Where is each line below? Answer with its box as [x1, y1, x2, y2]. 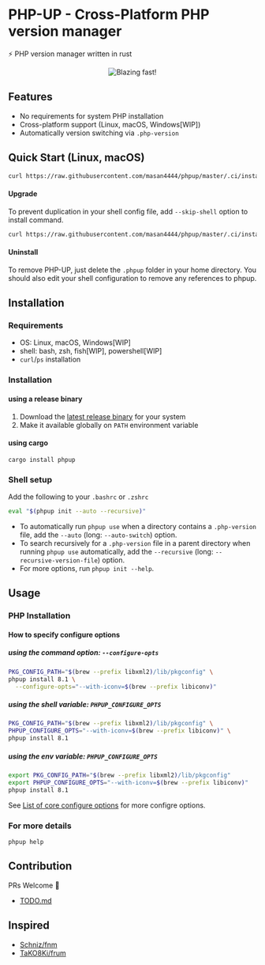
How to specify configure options [8, 630, 121, 639]
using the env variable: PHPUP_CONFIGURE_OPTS [8, 751, 158, 761]
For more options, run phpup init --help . [19, 563, 155, 573]
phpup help [8, 838, 44, 846]
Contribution [8, 860, 73, 873]
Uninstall [8, 248, 39, 257]
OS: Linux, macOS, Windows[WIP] [19, 338, 132, 347]
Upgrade [8, 189, 38, 199]
